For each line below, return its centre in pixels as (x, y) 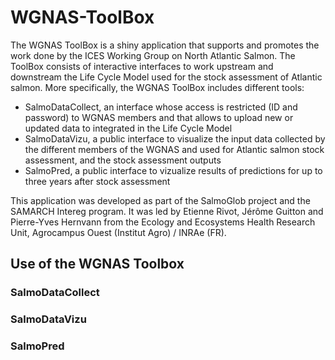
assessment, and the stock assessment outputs (123, 160)
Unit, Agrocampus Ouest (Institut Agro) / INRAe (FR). (118, 232)
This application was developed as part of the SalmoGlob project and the (160, 200)
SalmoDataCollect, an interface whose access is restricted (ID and (161, 107)
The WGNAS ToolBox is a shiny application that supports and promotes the (165, 45)
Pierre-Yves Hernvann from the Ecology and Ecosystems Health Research (163, 222)
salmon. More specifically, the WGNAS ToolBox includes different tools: (157, 87)
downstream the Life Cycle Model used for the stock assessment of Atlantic (166, 77)
